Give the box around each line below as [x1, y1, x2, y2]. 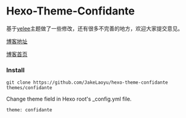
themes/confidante [6, 85, 52, 91]
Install [6, 66, 25, 74]
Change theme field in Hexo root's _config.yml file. [6, 95, 132, 103]
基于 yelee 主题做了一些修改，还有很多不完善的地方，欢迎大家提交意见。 [6, 25, 184, 32]
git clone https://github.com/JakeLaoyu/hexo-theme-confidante [6, 79, 169, 85]
